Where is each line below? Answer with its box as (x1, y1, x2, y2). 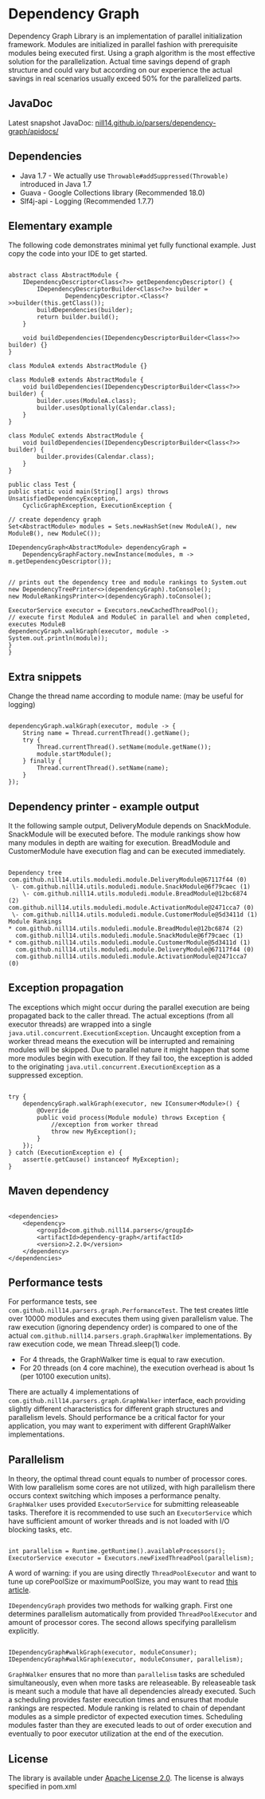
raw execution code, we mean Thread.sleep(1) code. (8, 1339, 181, 1349)
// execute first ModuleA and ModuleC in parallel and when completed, (8, 614, 251, 622)
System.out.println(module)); (8, 635, 109, 642)
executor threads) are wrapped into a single (8, 1019, 152, 1029)
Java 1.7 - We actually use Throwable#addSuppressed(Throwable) (19, 171, 229, 180)
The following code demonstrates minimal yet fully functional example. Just (8, 240, 256, 250)
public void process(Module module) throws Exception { (37, 1113, 226, 1121)
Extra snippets (8, 670, 82, 683)
